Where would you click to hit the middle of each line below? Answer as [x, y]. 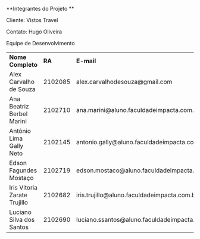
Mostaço [21, 178]
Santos [19, 227]
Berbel [18, 114]
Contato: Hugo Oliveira [34, 32]
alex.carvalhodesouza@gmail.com [124, 82]
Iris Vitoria [23, 187]
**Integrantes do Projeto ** [40, 9]
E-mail [86, 61]
